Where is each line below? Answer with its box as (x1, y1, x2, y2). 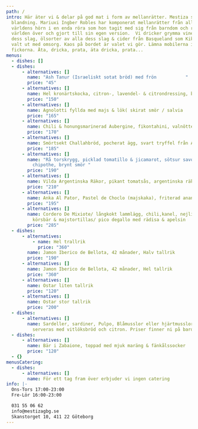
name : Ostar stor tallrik (27, 299, 91, 305)
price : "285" (27, 222, 60, 228)
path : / (6, 8, 25, 15)
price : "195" (27, 200, 60, 206)
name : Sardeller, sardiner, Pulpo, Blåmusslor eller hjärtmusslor (27, 321, 194, 327)
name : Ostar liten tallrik (27, 282, 94, 289)
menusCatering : (6, 359, 44, 365)
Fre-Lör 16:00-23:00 (11, 392, 62, 398)
